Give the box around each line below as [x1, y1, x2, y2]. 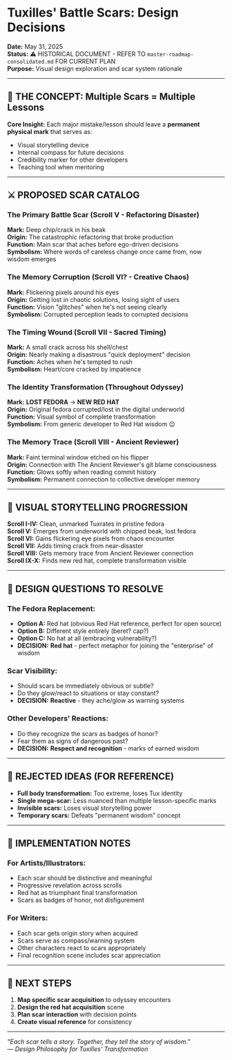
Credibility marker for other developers [17, 155, 128, 164]
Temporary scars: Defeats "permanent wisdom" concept [17, 811, 181, 820]
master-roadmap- [147, 50, 194, 58]
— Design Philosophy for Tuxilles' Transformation [7, 1045, 148, 1053]
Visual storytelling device [17, 140, 89, 149]
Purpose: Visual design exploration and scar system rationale [7, 64, 183, 73]
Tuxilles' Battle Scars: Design [7, 5, 179, 21]
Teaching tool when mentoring [17, 162, 105, 171]
